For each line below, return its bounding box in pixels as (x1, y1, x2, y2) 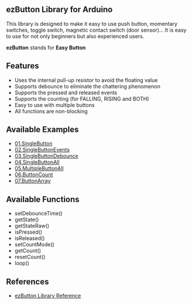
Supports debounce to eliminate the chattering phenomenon (14, 83, 161, 90)
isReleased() (14, 235, 45, 242)
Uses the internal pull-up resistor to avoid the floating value (14, 76, 158, 84)
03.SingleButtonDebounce (14, 152, 78, 160)
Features (6, 61, 39, 71)
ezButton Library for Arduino (6, 5, 113, 15)
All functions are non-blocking (14, 108, 88, 115)
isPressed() (14, 228, 43, 236)
